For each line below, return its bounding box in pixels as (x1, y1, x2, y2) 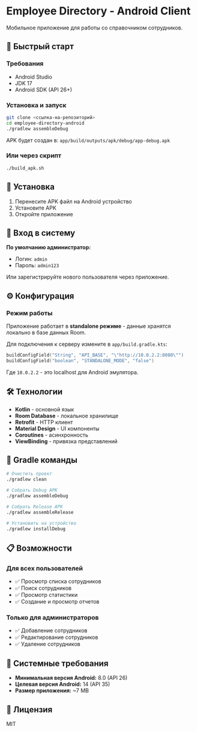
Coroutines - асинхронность (14, 431, 88, 438)
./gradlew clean (6, 476, 47, 483)
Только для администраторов (6, 614, 99, 622)
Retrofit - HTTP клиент (14, 419, 73, 426)
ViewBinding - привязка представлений (14, 437, 118, 445)
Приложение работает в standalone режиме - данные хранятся (6, 322, 171, 330)
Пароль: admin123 (14, 262, 59, 269)
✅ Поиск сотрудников (14, 584, 72, 592)
